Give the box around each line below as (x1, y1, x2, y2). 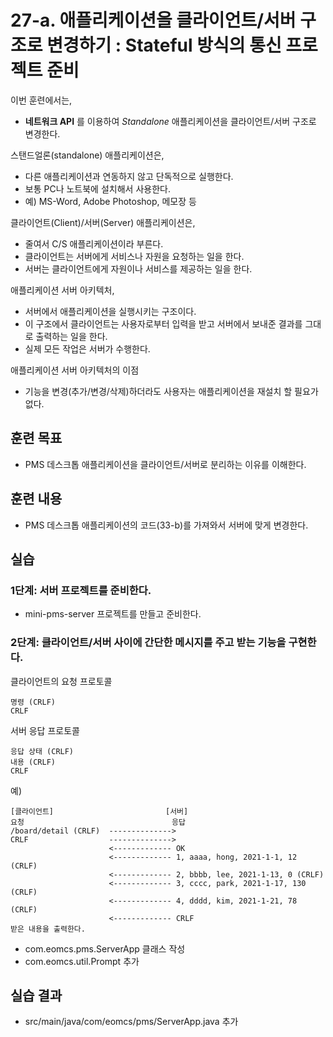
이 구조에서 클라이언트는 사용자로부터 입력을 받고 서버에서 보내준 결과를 (24, 317, 303, 330)
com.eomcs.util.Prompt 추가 (24, 955, 140, 967)
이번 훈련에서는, (10, 94, 73, 106)
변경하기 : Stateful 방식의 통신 (46, 34, 282, 57)
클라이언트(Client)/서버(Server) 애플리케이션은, (10, 216, 196, 228)
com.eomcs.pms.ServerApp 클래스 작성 (24, 942, 186, 955)
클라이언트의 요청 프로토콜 (10, 675, 113, 687)
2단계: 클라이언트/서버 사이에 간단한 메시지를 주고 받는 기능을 (10, 636, 287, 650)
